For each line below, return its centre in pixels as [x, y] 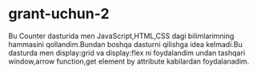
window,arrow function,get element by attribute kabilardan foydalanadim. [129, 61]
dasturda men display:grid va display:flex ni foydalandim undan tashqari [127, 53]
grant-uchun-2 [59, 14]
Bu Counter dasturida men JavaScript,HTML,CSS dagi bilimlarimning [121, 36]
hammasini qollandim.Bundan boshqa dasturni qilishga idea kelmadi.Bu [125, 44]
